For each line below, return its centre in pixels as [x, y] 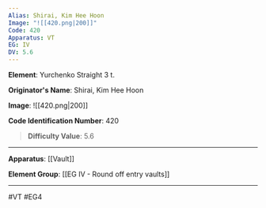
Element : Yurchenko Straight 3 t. [61, 75]
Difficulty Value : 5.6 [61, 136]
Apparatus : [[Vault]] [42, 159]
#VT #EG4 [25, 197]
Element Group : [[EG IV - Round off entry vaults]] [89, 174]
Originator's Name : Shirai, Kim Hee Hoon [76, 90]
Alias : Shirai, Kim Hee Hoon [56, 15]
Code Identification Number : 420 [64, 121]
